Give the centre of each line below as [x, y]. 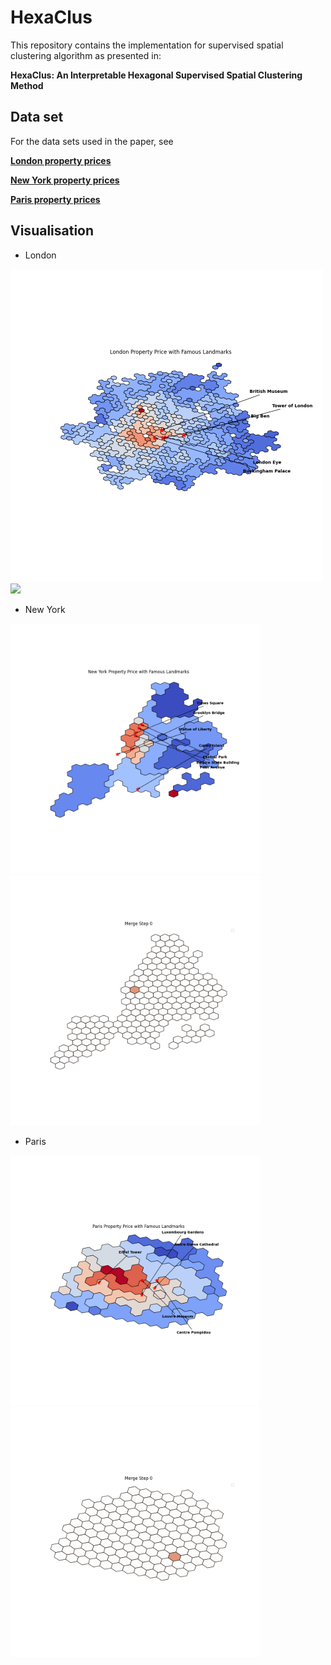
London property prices [61, 160]
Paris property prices [55, 199]
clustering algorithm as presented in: [86, 55]
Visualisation [52, 231]
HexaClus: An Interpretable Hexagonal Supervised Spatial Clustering [156, 75]
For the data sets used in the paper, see [92, 141]
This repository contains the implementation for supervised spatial [147, 45]
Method [27, 85]
